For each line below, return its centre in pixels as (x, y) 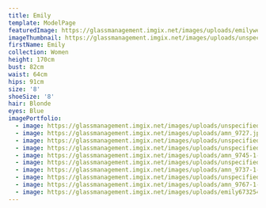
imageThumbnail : (35, 38)
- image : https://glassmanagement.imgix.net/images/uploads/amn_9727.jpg (139, 133)
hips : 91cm (26, 81)
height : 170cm (32, 60)
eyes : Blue (26, 112)
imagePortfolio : (35, 119)
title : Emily (30, 15)
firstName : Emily (37, 45)
